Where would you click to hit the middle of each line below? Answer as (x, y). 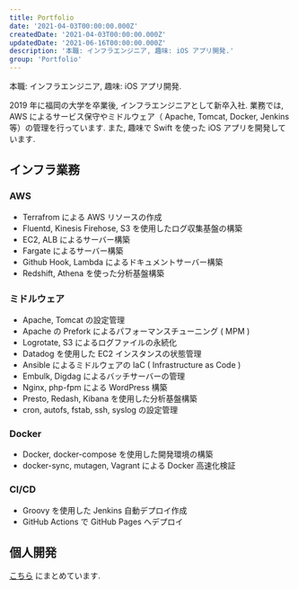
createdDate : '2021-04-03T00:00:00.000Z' (88, 34)
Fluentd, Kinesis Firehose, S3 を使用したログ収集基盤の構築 (132, 228)
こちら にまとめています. (55, 576)
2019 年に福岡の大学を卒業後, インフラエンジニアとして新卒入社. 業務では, (147, 105)
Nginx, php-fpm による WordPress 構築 (95, 387)
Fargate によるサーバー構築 (73, 250)
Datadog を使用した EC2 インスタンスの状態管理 (112, 353)
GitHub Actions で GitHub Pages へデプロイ (103, 522)
